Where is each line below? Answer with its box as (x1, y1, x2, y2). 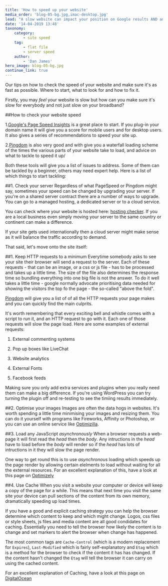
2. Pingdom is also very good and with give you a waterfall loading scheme (5, 142, 158, 148)
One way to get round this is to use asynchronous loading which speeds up (5, 457, 161, 462)
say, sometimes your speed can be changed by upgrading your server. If (5, 188, 155, 194)
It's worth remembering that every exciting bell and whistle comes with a (5, 311, 155, 316)
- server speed (23, 49, 55, 54)
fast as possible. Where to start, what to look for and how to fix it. (5, 87, 140, 93)
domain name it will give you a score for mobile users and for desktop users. (5, 127, 162, 133)
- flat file (23, 45, 48, 50)
